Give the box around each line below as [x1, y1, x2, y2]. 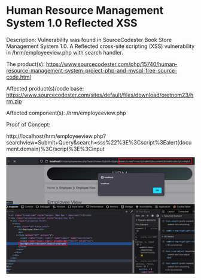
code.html [6, 73, 31, 80]
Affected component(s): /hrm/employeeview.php [6, 109, 127, 116]
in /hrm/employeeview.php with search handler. [6, 49, 124, 56]
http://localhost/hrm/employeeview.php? [6, 133, 106, 140]
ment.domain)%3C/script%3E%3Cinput [6, 145, 105, 152]
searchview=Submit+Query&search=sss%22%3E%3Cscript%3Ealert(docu [6, 139, 192, 146]
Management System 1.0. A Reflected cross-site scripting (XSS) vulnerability [6, 43, 195, 50]
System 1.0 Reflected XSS [6, 16, 138, 30]
